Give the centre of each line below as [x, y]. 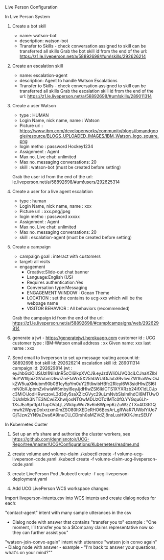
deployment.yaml [30, 479]
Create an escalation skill [37, 66]
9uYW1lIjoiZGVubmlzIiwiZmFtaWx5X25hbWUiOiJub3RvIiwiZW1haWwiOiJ [86, 378]
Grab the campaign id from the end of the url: [58, 318]
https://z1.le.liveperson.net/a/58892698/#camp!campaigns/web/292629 [85, 323]
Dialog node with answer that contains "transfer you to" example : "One [84, 522]
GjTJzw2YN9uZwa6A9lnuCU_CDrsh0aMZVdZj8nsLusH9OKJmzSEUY [82, 415]
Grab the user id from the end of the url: [52, 177]
